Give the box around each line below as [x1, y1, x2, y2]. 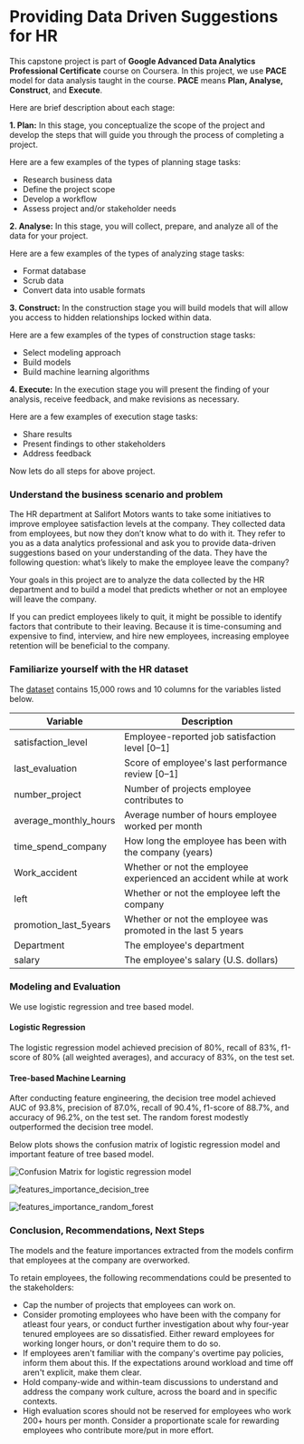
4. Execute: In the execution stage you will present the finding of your [9, 384, 270, 395]
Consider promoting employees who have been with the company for [22, 1309, 281, 1320]
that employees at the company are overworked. [9, 1254, 190, 1265]
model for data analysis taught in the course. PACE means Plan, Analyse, [9, 74, 283, 85]
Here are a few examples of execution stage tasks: [9, 411, 198, 422]
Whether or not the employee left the [124, 886, 280, 899]
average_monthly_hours [14, 814, 116, 826]
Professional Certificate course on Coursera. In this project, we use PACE [9, 65, 287, 76]
